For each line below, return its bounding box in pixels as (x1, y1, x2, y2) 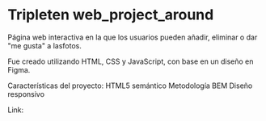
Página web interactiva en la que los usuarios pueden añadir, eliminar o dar (7, 32, 258, 42)
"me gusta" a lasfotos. (7, 40, 82, 50)
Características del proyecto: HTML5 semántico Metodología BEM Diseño (7, 81, 253, 90)
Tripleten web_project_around (7, 6, 214, 24)
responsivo (7, 89, 45, 98)
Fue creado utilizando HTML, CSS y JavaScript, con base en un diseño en (7, 56, 254, 66)
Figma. (7, 65, 31, 74)
